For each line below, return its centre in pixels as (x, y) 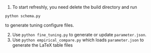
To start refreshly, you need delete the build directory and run (75, 7)
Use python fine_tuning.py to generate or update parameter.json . (79, 35)
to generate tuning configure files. (40, 25)
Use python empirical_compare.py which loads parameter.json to (78, 40)
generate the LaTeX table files (42, 45)
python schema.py (23, 16)
